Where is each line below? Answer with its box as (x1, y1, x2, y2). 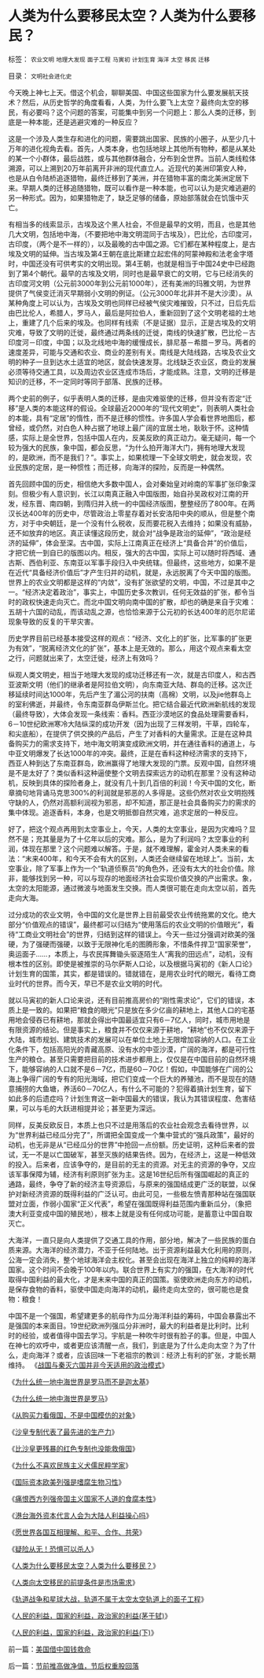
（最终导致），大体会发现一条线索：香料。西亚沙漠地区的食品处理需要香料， (8, 709, 253, 718)
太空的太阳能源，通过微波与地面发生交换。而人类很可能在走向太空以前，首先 (8, 883, 256, 893)
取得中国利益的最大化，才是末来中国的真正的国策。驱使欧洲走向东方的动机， (8, 1274, 256, 1284)
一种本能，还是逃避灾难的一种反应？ (21, 117, 139, 127)
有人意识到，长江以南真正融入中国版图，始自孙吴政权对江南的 (42, 489, 242, 498)
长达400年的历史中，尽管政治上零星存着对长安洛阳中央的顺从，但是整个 (14, 508, 249, 518)
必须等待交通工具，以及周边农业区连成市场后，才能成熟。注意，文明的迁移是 (8, 367, 256, 376)
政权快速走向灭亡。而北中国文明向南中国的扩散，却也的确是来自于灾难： (21, 597, 256, 607)
